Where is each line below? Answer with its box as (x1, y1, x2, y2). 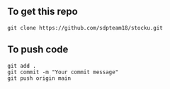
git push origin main (7, 74, 72, 82)
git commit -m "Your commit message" (7, 69, 119, 76)
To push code (7, 44, 69, 56)
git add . (7, 62, 37, 69)
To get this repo (7, 6, 78, 18)
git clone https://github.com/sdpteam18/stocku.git (7, 24, 163, 31)
